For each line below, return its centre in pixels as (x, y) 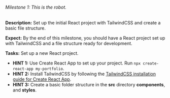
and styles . (25, 90)
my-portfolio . (50, 69)
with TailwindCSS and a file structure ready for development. (69, 44)
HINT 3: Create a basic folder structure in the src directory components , (89, 85)
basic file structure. (25, 28)
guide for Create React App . (42, 79)
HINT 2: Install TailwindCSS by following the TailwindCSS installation (84, 74)
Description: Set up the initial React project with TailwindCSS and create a (83, 23)
